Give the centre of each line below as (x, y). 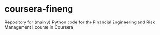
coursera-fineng (39, 9)
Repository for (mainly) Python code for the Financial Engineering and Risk (80, 22)
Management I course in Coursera (39, 27)
